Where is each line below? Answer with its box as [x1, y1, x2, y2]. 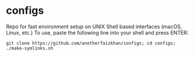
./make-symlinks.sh [6, 45, 54, 51]
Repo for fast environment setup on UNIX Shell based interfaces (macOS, [6, 23, 182, 30]
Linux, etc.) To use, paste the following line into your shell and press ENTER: [6, 29, 189, 36]
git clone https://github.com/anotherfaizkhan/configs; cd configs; [6, 40, 176, 46]
